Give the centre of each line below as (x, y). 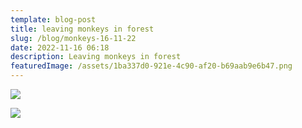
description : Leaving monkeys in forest (96, 57)
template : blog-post (53, 19)
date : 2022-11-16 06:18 (60, 47)
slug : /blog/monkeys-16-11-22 (73, 38)
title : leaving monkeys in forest (82, 29)
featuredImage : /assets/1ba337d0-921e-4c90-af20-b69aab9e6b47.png (151, 66)
